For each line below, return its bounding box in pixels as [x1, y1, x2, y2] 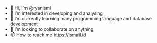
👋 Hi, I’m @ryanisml [10, 5, 51, 11]
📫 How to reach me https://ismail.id [10, 32, 86, 38]
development [10, 21, 38, 27]
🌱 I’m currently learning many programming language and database [10, 16, 152, 21]
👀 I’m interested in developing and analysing [10, 10, 103, 16]
